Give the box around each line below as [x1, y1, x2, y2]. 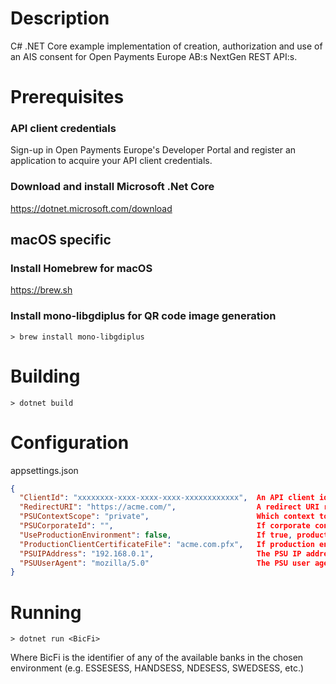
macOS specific [10, 232, 112, 249]
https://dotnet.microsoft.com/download [10, 202, 173, 214]
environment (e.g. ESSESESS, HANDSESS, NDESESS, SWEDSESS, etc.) [10, 662, 305, 674]
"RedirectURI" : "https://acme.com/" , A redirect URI [19, 502, 320, 512]
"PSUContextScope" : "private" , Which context [19, 512, 315, 522]
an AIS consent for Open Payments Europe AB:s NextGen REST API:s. [10, 50, 298, 62]
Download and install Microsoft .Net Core [10, 180, 215, 194]
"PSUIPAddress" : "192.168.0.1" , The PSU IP [19, 548, 302, 559]
